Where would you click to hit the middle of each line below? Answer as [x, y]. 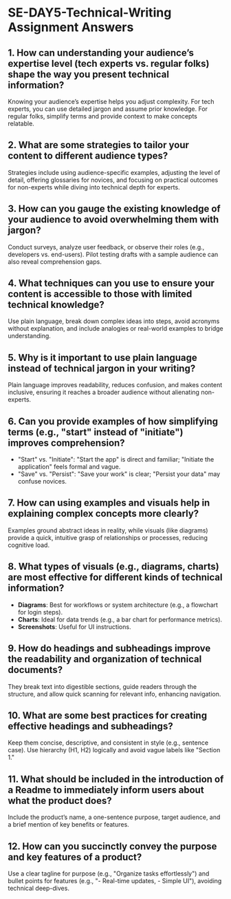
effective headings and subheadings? [91, 726]
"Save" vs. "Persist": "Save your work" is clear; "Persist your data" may [119, 474]
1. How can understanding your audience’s [101, 53]
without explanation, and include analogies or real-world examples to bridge [115, 329]
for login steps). [40, 612]
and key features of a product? [75, 857]
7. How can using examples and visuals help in [109, 503]
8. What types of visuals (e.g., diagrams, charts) [113, 567]
